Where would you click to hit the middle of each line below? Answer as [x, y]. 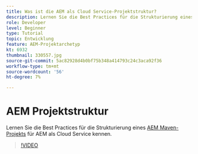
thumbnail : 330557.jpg [34, 55]
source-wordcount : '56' [35, 72]
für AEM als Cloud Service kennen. [70, 134]
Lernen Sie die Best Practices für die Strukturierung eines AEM [82, 128]
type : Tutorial [25, 34]
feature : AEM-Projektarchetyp [43, 45]
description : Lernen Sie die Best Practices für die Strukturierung [92, 17]
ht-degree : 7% [24, 77]
